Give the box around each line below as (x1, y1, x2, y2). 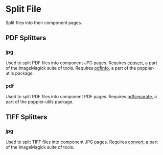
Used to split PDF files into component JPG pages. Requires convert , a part (5, 60, 157, 66)
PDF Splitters (5, 34, 47, 42)
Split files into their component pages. (5, 20, 82, 26)
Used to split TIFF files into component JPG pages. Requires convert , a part (5, 139, 158, 145)
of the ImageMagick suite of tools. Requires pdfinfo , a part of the (5, 65, 137, 71)
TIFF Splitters (5, 113, 47, 121)
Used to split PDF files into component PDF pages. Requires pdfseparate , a (5, 93, 157, 99)
